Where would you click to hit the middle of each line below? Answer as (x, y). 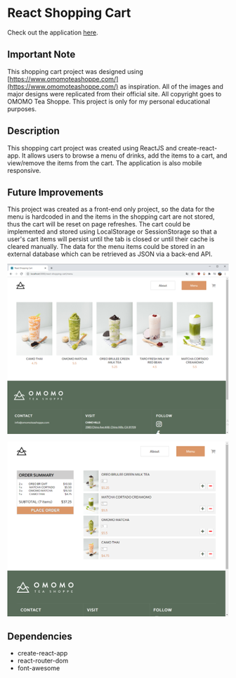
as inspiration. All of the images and (171, 87)
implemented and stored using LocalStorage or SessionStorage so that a (112, 232)
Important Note (41, 55)
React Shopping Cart (69, 13)
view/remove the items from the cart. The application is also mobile (105, 162)
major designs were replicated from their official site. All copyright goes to (114, 94)
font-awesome (39, 668)
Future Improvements (55, 192)
